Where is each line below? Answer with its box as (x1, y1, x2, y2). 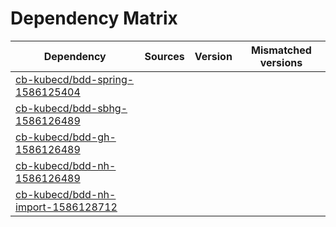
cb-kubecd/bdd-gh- (15, 130, 117, 144)
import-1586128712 (15, 200, 118, 214)
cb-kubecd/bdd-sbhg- (15, 101, 128, 115)
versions (259, 55, 303, 69)
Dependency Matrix (10, 7, 178, 30)
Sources (144, 49, 185, 63)
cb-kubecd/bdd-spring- (15, 72, 135, 86)
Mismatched (251, 43, 312, 57)
